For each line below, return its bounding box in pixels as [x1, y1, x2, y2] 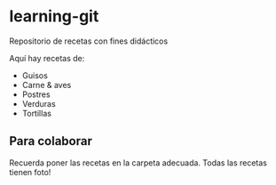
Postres [21, 89, 51, 100]
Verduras [21, 98, 56, 109]
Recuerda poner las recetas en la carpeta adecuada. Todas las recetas [9, 157, 268, 168]
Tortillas [21, 108, 51, 118]
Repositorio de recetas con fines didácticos [9, 36, 169, 46]
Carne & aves [21, 79, 72, 90]
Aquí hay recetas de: [9, 52, 85, 63]
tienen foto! [9, 166, 51, 177]
